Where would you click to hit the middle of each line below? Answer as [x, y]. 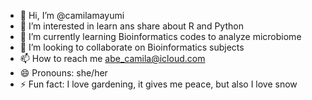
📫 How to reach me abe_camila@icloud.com [112, 58]
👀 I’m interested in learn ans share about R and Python [131, 26]
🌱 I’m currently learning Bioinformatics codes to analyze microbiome [160, 36]
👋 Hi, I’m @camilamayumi [72, 15]
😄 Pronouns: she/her [63, 73]
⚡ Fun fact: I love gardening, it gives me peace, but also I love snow [158, 84]
